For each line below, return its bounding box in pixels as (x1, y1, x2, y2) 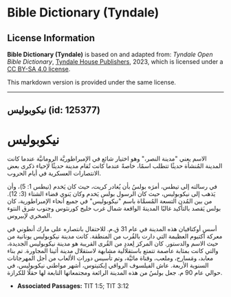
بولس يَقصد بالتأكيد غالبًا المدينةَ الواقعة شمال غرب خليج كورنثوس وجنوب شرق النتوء (7, 204, 221, 213)
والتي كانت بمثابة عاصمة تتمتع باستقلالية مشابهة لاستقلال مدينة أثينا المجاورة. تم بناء (7, 247, 219, 255)
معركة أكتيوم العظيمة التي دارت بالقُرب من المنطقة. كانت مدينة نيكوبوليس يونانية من (7, 232, 223, 241)
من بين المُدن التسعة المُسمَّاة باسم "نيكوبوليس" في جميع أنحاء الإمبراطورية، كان (7, 197, 212, 205)
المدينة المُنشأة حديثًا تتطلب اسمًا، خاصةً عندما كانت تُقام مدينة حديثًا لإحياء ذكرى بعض (7, 162, 223, 170)
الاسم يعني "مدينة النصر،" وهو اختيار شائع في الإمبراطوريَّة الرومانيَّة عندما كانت (7, 154, 208, 163)
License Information (7, 32, 95, 44)
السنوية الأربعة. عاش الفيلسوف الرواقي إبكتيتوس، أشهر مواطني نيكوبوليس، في (7, 261, 209, 270)
